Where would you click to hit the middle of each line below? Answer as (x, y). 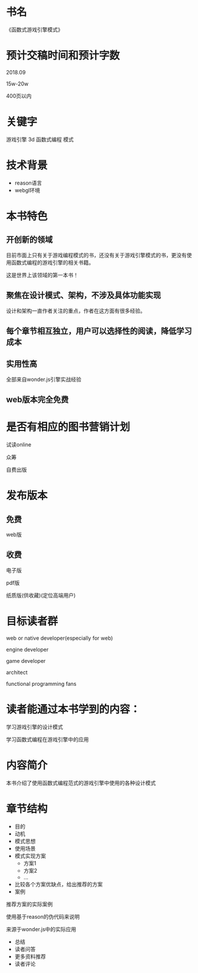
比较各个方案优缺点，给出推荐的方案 (59, 884)
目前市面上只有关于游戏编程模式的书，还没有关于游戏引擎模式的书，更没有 (96, 255)
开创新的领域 (29, 240)
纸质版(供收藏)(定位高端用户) (41, 595)
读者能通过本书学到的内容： (73, 710)
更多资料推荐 (30, 956)
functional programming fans (41, 683)
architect (17, 672)
